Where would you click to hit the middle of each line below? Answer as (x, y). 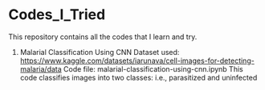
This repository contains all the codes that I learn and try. (103, 37)
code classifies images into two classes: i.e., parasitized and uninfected (139, 77)
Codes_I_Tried (57, 15)
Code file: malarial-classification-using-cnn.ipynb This (153, 68)
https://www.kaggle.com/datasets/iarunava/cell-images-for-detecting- (137, 61)
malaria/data (41, 68)
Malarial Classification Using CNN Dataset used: (100, 52)
